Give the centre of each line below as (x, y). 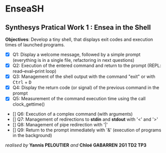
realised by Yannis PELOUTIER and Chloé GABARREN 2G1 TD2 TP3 (76, 145)
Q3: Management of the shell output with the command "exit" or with (84, 76)
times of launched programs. (35, 45)
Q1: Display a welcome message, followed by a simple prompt (76, 54)
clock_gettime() (29, 104)
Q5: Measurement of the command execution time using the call (79, 99)
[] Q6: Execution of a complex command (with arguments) (73, 114)
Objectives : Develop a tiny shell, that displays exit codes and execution (79, 39)
